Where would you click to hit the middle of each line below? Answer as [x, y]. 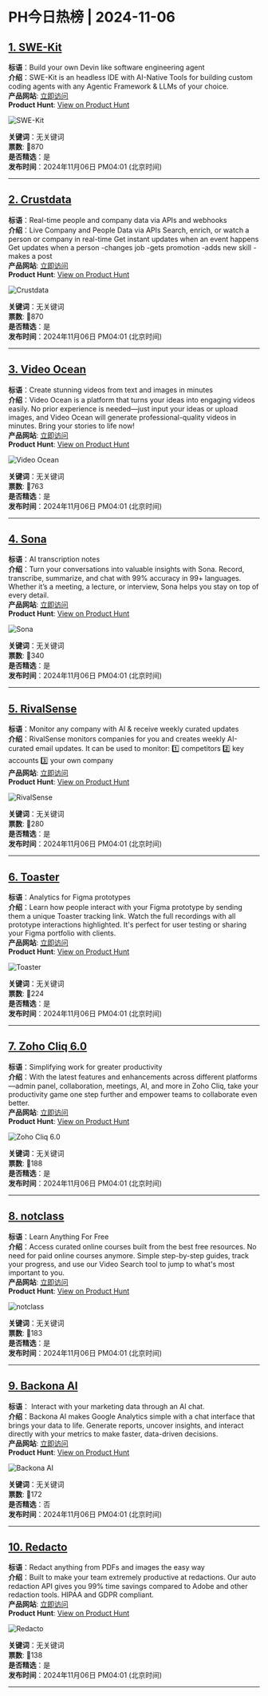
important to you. [37, 1273]
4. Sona [28, 540]
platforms [242, 1077]
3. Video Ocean [47, 369]
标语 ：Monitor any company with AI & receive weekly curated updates [124, 729]
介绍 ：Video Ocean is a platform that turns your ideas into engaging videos [132, 399]
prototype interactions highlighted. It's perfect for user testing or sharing [128, 925]
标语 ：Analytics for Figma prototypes [69, 897]
